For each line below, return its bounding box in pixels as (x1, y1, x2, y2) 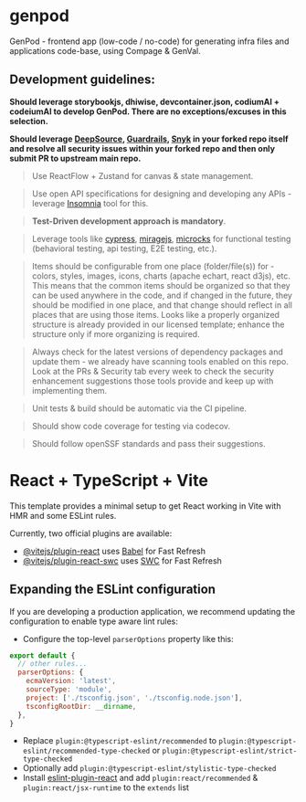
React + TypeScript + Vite (9, 470, 208, 491)
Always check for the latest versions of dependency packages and (31, 346, 283, 357)
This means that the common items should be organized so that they (31, 280, 290, 290)
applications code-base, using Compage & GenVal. (9, 45, 201, 56)
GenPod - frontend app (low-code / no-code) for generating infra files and (9, 36, 290, 47)
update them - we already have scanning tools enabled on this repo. (31, 355, 290, 366)
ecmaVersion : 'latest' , (26, 677, 117, 686)
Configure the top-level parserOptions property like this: (22, 633, 235, 644)
